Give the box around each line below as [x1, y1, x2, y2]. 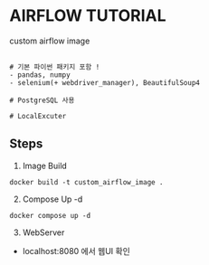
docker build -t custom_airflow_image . [9, 177, 165, 186]
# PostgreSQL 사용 [9, 96, 75, 105]
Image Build [22, 160, 68, 171]
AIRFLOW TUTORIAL [9, 5, 166, 26]
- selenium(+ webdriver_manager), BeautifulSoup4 [9, 78, 201, 87]
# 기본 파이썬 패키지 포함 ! [9, 62, 100, 71]
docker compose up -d [9, 211, 91, 220]
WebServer [22, 227, 65, 238]
